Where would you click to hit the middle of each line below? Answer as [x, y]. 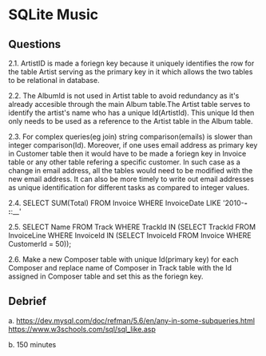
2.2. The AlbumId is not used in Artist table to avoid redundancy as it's [124, 96]
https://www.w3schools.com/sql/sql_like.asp [82, 329]
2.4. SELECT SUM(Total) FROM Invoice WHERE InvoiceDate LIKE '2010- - [128, 203]
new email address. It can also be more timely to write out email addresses [131, 179]
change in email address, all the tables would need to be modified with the [131, 170]
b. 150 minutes [32, 344]
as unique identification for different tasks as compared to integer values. [129, 188]
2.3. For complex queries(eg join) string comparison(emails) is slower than [131, 136]
